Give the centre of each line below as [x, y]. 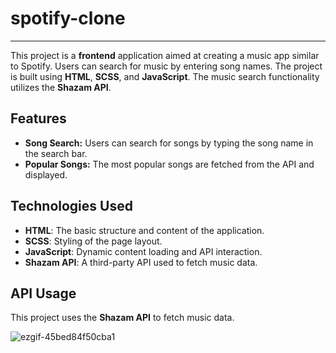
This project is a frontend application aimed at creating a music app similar [165, 55]
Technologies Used [71, 206]
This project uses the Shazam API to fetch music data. [122, 318]
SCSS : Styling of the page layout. [93, 241]
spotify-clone [68, 18]
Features [38, 118]
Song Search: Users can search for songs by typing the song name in [169, 143]
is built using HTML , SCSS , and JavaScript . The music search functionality [165, 76]
